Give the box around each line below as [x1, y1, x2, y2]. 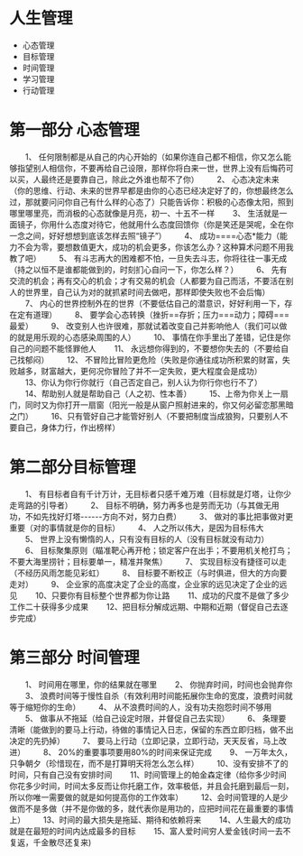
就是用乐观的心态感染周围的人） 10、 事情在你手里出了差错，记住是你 [16, 331, 291, 343]
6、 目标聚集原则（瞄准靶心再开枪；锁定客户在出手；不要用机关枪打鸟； [24, 545, 293, 556]
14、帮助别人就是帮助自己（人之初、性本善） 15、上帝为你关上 [24, 388, 273, 399]
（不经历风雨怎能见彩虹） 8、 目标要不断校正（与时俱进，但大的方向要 [9, 567, 288, 578]
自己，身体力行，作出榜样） [16, 421, 120, 433]
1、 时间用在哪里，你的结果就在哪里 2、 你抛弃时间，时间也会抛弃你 [24, 678, 293, 690]
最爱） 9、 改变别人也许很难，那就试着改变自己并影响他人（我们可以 [9, 320, 280, 331]
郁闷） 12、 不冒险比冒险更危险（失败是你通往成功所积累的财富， [24, 354, 283, 365]
